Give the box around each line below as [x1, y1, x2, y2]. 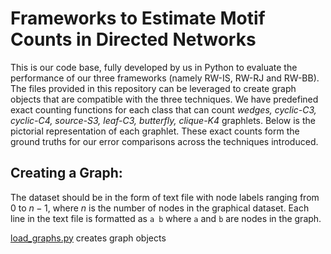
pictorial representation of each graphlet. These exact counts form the [10, 125, 300, 137]
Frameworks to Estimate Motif [10, 7, 266, 30]
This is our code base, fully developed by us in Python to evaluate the [10, 61, 298, 73]
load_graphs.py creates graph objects [10, 232, 167, 244]
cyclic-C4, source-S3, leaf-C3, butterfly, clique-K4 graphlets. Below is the [10, 114, 316, 126]
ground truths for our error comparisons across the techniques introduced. [10, 135, 319, 147]
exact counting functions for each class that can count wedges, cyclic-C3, [10, 103, 317, 116]
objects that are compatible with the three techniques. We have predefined [10, 93, 319, 105]
